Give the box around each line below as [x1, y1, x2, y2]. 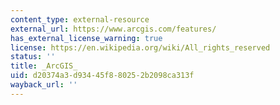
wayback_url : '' [10, 80, 78, 90]
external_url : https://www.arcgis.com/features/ [10, 24, 217, 34]
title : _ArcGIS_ [10, 61, 78, 71]
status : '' [10, 52, 56, 62]
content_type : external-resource [10, 14, 150, 25]
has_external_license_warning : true [10, 33, 163, 43]
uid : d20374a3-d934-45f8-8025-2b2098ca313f [10, 71, 195, 81]
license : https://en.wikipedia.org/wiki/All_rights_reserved [10, 42, 271, 53]
